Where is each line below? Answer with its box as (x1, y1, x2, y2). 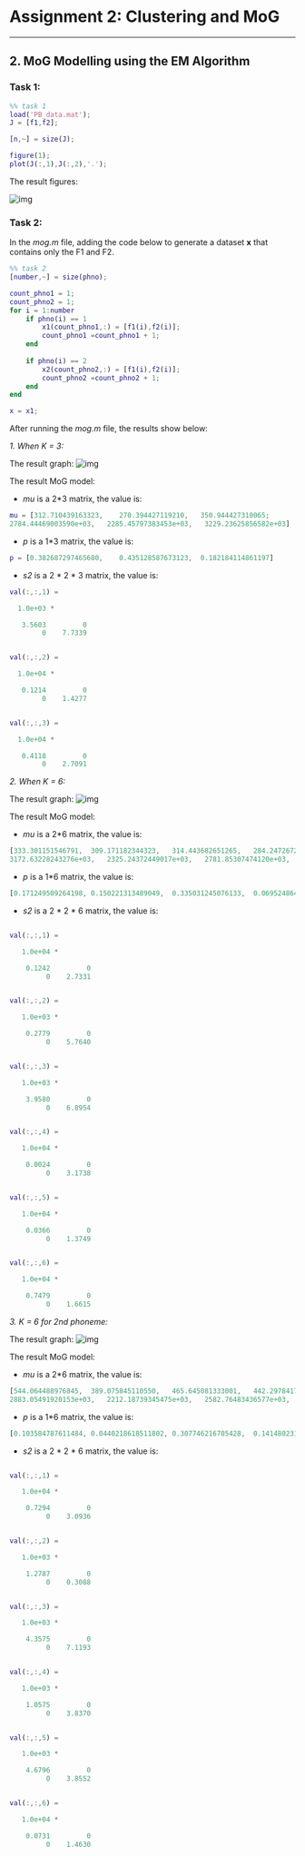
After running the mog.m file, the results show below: (9, 423, 209, 434)
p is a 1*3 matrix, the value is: (22, 536, 134, 547)
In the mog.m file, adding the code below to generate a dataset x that (9, 237, 269, 248)
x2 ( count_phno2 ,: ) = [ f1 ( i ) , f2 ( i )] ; (42, 365, 181, 374)
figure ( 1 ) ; (9, 152, 51, 161)
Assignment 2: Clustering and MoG (9, 6, 280, 27)
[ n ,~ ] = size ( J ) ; (9, 134, 75, 144)
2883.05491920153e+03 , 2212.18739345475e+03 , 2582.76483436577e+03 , (9, 1395, 290, 1404)
